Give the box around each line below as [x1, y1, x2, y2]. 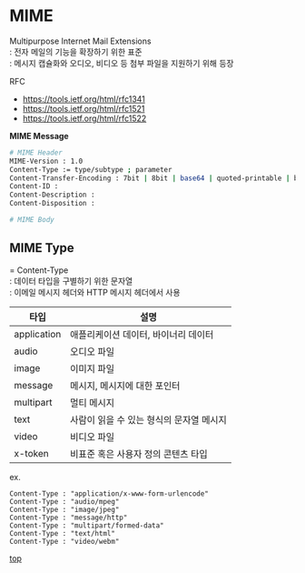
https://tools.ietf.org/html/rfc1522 [22, 113, 147, 124]
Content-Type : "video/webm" [9, 537, 120, 546]
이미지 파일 [69, 362, 115, 375]
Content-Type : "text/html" [9, 528, 116, 538]
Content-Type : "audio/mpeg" [9, 497, 120, 506]
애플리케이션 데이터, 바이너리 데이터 [69, 328, 214, 341]
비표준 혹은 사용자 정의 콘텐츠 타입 [69, 447, 209, 460]
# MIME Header [9, 147, 64, 157]
